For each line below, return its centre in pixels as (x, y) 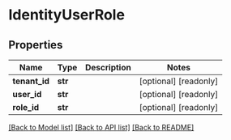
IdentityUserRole (67, 15)
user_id (27, 94)
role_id (26, 107)
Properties (36, 45)
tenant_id (31, 81)
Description (108, 68)
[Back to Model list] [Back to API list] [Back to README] (101, 127)
